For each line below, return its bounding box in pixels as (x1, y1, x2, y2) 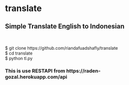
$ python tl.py (5, 56, 33, 61)
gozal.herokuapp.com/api (5, 73, 68, 80)
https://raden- (66, 67, 101, 74)
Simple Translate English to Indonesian (5, 22, 125, 30)
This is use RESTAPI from (5, 67, 65, 74)
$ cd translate (5, 50, 33, 56)
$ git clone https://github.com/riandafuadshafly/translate (5, 45, 118, 51)
